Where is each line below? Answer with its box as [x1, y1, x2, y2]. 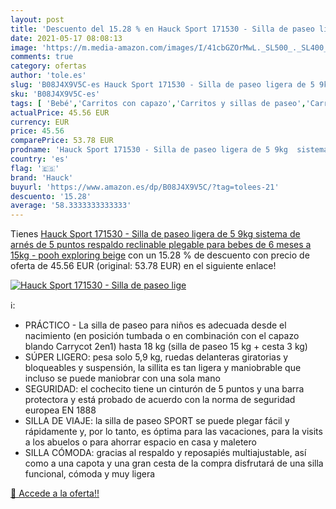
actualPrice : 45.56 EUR [10, 107, 110, 118]
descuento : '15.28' [10, 191, 92, 201]
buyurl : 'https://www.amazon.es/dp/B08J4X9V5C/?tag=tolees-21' [10, 182, 280, 192]
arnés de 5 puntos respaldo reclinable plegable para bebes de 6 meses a [10, 239, 312, 251]
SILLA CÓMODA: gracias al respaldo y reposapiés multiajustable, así [24, 447, 307, 459]
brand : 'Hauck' [10, 172, 74, 183]
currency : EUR [10, 117, 70, 127]
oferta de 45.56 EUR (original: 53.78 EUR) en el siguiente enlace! [10, 260, 277, 272]
